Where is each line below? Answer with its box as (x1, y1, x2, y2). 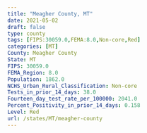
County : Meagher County (7, 50, 78, 57)
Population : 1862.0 (7, 75, 65, 83)
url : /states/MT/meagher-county (7, 115, 102, 122)
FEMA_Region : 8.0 (7, 69, 59, 76)
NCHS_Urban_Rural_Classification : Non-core (7, 82, 138, 89)
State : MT (7, 56, 37, 63)
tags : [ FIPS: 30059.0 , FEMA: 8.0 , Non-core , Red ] (7, 37, 141, 44)
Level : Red (7, 108, 40, 115)
